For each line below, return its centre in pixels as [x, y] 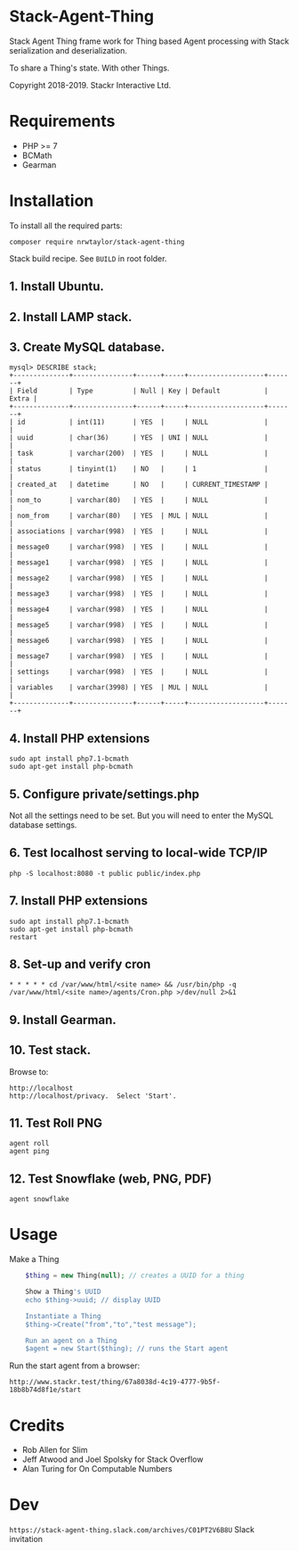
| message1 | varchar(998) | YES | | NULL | [139, 563]
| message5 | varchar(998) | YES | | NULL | [139, 625]
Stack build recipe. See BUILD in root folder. [88, 258]
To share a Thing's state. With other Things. [89, 68]
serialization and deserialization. [68, 50]
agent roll [29, 1143]
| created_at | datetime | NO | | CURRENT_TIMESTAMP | [139, 485]
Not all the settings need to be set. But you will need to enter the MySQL [141, 816]
